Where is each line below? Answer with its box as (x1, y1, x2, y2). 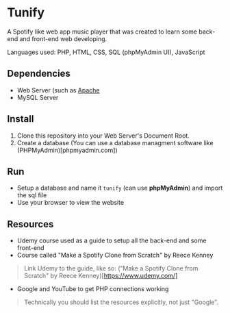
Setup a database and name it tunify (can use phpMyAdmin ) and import (16, 184, 223, 192)
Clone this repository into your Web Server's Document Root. (16, 132, 190, 140)
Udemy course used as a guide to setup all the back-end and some (16, 236, 207, 245)
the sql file (16, 191, 47, 199)
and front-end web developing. (19, 34, 107, 42)
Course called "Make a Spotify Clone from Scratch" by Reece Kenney (16, 251, 214, 260)
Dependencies (7, 68, 71, 79)
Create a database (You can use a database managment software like (16, 138, 214, 147)
